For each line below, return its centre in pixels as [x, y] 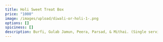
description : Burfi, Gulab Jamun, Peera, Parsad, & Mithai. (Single [76, 32]
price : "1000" [19, 14]
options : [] [17, 23]
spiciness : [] [19, 28]
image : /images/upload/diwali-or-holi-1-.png [52, 18]
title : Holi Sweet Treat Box [34, 9]
